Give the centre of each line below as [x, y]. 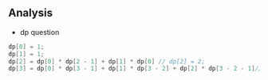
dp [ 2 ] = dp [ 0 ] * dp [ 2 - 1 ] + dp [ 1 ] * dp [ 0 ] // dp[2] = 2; [107, 61]
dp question [39, 32]
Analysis [31, 13]
